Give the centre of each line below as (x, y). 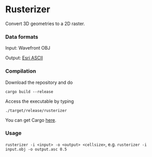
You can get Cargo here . (31, 120)
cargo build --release (29, 92)
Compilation (21, 71)
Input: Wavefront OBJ (28, 48)
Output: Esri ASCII (24, 58)
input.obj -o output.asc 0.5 (36, 149)
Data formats (22, 37)
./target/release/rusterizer (36, 110)
